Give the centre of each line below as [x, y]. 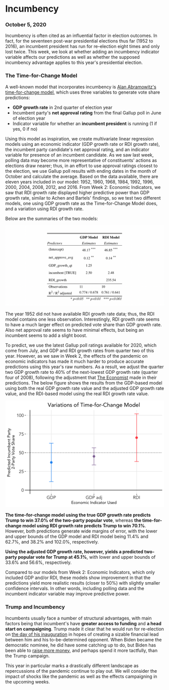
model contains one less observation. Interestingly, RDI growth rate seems [82, 319]
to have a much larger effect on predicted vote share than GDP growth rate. [84, 324]
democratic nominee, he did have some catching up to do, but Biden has [81, 645]
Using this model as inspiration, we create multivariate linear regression [79, 139]
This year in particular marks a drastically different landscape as [72, 665]
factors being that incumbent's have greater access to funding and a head [83, 623]
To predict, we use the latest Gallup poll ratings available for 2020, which [81, 345]
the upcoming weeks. [28, 681]
